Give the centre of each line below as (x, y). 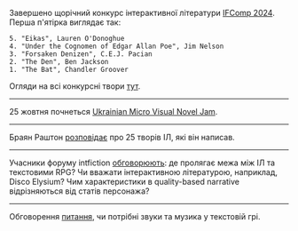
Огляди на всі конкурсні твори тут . (75, 86)
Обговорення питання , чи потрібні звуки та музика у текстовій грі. (135, 216)
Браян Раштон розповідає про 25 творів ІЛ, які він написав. (122, 137)
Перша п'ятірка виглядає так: (65, 22)
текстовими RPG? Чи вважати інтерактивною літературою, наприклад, (143, 172)
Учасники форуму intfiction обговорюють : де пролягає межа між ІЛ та (142, 163)
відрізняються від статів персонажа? (79, 191)
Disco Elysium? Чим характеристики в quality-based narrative (125, 182)
